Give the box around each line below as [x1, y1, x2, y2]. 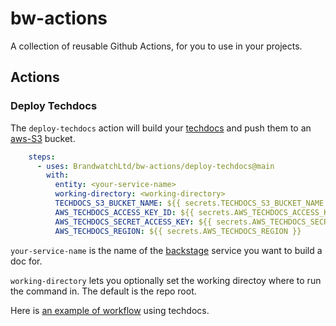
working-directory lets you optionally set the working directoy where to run [10, 274, 322, 286]
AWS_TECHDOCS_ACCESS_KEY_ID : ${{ [54, 207, 195, 217]
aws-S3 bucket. [10, 132, 76, 144]
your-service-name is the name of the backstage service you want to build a [10, 244, 323, 256]
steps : [28, 152, 56, 162]
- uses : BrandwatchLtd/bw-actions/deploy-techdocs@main [36, 161, 275, 171]
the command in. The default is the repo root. [10, 285, 197, 297]
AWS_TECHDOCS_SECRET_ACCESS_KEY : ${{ [54, 217, 213, 227]
